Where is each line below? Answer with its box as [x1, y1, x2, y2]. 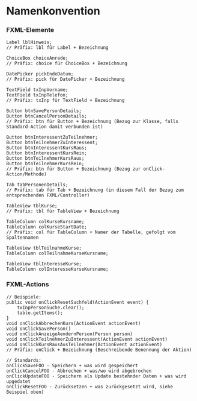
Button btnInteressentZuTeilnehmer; [6, 134, 98, 141]
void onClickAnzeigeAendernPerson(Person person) [6, 330, 133, 337]
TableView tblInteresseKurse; [6, 261, 82, 267]
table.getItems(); [17, 309, 63, 316]
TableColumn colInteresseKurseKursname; [6, 267, 109, 273]
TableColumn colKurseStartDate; [6, 224, 87, 230]
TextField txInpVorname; [6, 87, 68, 93]
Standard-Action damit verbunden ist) [6, 124, 103, 130]
